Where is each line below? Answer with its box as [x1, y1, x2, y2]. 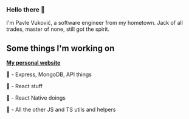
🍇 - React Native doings [6, 94, 66, 101]
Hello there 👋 [6, 5, 46, 14]
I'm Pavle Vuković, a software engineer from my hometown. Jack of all [6, 19, 184, 27]
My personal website [6, 59, 61, 66]
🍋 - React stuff [6, 83, 43, 90]
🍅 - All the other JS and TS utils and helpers [6, 106, 116, 114]
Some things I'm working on [6, 43, 115, 53]
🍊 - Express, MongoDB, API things [6, 71, 92, 78]
